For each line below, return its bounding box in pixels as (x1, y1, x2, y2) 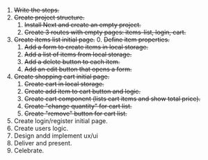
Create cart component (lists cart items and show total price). (24, 95, 201, 103)
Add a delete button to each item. (24, 58, 120, 65)
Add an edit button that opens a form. (24, 65, 132, 73)
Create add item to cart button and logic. (24, 87, 141, 95)
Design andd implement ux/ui (13, 131, 99, 140)
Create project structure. (13, 13, 85, 22)
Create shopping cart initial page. (13, 72, 110, 81)
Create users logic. (13, 125, 68, 132)
